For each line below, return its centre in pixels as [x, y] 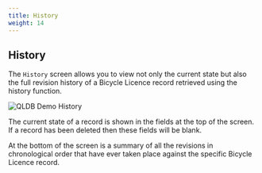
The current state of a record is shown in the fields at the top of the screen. [131, 122]
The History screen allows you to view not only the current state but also [128, 74]
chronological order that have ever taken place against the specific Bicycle [130, 154]
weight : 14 [26, 23]
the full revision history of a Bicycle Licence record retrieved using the [123, 83]
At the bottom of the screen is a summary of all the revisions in [111, 146]
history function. [35, 91]
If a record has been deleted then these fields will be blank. [105, 130]
